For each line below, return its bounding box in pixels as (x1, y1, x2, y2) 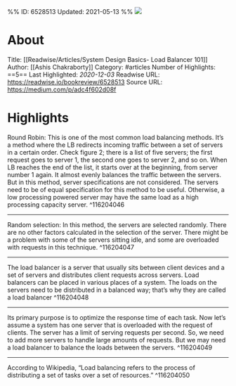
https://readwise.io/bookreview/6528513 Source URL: (7, 77, 163, 86)
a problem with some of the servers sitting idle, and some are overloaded (7, 236, 219, 244)
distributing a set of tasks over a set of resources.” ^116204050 (7, 371, 190, 379)
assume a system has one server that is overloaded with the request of (7, 321, 213, 329)
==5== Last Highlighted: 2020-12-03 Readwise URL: (7, 70, 160, 79)
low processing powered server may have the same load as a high (7, 193, 199, 201)
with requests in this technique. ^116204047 (7, 243, 135, 251)
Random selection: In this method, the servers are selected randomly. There (7, 220, 227, 229)
